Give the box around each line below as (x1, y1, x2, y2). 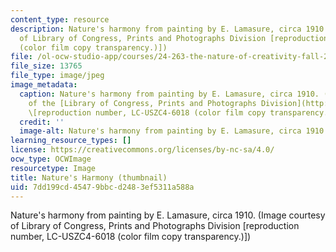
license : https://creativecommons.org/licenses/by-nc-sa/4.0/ (10, 145, 275, 155)
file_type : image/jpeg (10, 71, 105, 81)
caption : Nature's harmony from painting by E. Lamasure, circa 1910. (19, 89, 320, 99)
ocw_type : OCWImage (10, 154, 92, 164)
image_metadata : (10, 80, 78, 90)
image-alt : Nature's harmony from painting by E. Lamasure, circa (19, 126, 302, 136)
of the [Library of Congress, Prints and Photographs (28, 98, 257, 108)
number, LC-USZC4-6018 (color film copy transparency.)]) (10, 231, 252, 243)
